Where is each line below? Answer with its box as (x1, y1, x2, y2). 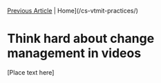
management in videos (7, 46, 142, 62)
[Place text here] (7, 68, 55, 76)
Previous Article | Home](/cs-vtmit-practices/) (7, 7, 138, 15)
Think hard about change (7, 31, 155, 46)
